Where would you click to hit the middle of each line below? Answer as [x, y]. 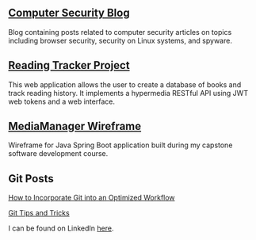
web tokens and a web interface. [61, 101]
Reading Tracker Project [69, 65]
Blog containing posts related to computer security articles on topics [120, 32]
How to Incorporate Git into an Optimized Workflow [92, 198]
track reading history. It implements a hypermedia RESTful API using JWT [128, 93]
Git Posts [31, 179]
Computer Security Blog [69, 13]
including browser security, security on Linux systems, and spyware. [120, 40]
